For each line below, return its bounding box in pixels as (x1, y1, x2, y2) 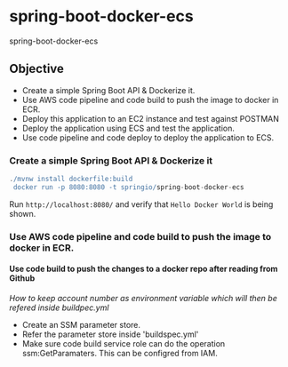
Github (9, 273, 36, 283)
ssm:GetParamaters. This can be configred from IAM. (21, 347, 218, 358)
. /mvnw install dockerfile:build (9, 175, 133, 184)
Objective (9, 61, 65, 76)
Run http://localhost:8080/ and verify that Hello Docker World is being (9, 198, 274, 210)
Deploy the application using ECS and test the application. (21, 123, 236, 133)
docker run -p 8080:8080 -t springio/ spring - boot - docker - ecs (12, 182, 244, 192)
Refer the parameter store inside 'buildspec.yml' (21, 329, 199, 339)
